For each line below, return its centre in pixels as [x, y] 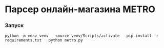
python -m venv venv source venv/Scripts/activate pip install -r [82, 36]
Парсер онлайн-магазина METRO [80, 9]
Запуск [14, 26]
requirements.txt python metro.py [44, 40]
